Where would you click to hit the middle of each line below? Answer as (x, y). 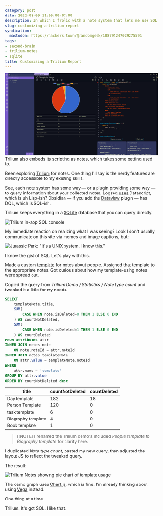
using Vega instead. (25, 489)
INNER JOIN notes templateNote (37, 355)
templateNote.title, (34, 304)
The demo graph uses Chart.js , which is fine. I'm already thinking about (76, 484)
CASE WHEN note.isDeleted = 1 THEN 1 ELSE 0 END (70, 330)
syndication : (18, 31)
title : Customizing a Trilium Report (43, 61)
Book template (22, 426)
